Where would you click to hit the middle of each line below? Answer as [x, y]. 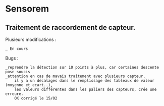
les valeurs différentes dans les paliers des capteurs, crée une [86, 89]
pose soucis [18, 72]
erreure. [14, 94]
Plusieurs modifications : [31, 39]
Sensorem [27, 9]
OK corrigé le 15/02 [36, 98]
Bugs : [12, 58]
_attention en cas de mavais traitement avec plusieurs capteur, [75, 76]
